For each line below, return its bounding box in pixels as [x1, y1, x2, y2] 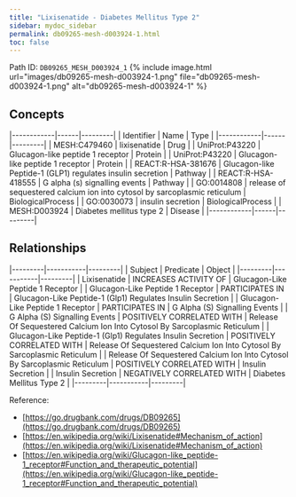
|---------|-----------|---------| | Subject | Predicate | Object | [9, 264, 236, 275]
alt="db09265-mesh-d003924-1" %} [71, 81, 207, 91]
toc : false [9, 37, 50, 47]
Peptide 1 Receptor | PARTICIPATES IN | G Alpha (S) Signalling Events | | [26, 302, 288, 312]
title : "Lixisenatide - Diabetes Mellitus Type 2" [9, 12, 200, 22]
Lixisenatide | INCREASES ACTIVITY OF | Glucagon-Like [82, 273, 288, 284]
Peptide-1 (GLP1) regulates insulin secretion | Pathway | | [9, 168, 216, 178]
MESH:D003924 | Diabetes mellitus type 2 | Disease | [9, 206, 205, 217]
